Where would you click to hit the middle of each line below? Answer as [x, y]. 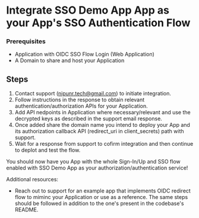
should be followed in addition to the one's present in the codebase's [99, 203]
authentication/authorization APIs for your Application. [81, 106]
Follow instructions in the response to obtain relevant [80, 100]
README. [26, 210]
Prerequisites [26, 41]
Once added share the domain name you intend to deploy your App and [102, 125]
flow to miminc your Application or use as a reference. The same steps [101, 197]
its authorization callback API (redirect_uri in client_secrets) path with [99, 132]
